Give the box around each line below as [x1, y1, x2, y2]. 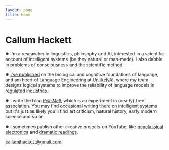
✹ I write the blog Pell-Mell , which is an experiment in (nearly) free [5, 98, 145, 104]
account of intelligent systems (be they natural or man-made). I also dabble [5, 56, 163, 63]
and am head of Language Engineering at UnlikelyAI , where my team [5, 77, 149, 83]
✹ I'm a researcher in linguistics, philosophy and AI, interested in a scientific [5, 51, 164, 57]
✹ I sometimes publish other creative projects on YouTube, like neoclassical [5, 124, 163, 130]
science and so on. [5, 114, 45, 120]
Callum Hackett [5, 34, 72, 46]
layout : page [5, 7, 33, 13]
